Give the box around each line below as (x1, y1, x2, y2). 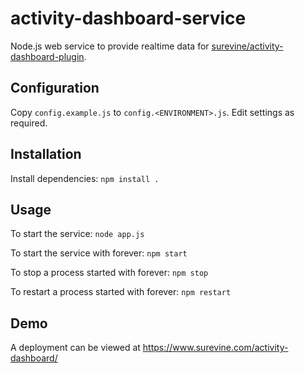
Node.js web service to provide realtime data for (10, 40, 210, 52)
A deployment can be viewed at (10, 342, 141, 354)
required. (10, 117, 48, 129)
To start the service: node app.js (10, 228, 145, 240)
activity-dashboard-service (10, 7, 247, 30)
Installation (10, 146, 82, 163)
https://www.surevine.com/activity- (142, 342, 289, 354)
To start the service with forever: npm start (10, 247, 188, 259)
